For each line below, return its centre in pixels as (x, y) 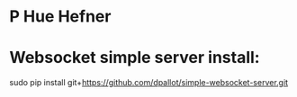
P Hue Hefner (60, 17)
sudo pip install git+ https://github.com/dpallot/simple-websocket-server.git (149, 83)
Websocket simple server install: (135, 58)
